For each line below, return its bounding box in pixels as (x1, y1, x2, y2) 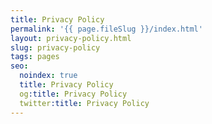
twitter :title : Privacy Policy (19, 98, 150, 108)
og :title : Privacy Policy (19, 89, 128, 99)
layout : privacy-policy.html (10, 33, 132, 43)
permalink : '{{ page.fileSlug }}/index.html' (10, 24, 203, 34)
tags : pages (10, 52, 60, 62)
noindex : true (19, 71, 78, 81)
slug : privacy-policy (10, 42, 101, 53)
